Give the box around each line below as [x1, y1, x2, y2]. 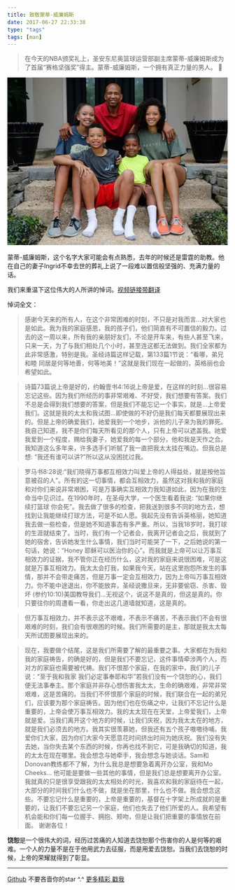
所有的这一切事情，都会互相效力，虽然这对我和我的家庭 [64, 476, 224, 485]
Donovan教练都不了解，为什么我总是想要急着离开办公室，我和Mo [24, 760, 213, 768]
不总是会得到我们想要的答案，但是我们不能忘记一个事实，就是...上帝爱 [24, 400, 226, 409]
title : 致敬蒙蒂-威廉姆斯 [7, 11, 75, 18]
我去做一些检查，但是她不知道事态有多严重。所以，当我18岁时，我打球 [24, 520, 227, 529]
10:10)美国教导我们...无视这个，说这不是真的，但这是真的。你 [46, 590, 222, 599]
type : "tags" [7, 26, 45, 33]
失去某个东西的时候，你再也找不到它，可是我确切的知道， [55, 742, 221, 751]
